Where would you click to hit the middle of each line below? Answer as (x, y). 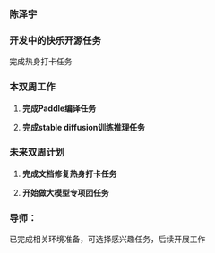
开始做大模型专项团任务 (65, 192)
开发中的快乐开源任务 (55, 40)
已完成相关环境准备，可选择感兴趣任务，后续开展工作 (107, 240)
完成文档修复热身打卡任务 (69, 173)
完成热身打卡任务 (41, 62)
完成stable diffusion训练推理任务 (84, 127)
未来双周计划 (37, 152)
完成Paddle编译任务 (59, 108)
